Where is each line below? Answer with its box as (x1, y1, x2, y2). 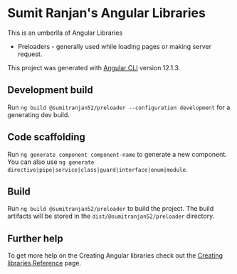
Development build (7, 84, 94, 97)
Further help (7, 232, 64, 244)
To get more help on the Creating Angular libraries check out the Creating (7, 251, 223, 260)
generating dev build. (7, 110, 70, 119)
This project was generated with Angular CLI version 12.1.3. (7, 63, 181, 72)
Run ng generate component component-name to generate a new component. (7, 150, 228, 158)
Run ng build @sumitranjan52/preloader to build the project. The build (7, 204, 214, 213)
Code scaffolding (7, 131, 85, 143)
